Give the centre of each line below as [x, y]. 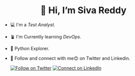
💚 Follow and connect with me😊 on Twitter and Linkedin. [70, 58]
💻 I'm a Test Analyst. [32, 24]
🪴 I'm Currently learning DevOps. [46, 36]
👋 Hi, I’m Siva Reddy [83, 10]
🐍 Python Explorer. [30, 48]
